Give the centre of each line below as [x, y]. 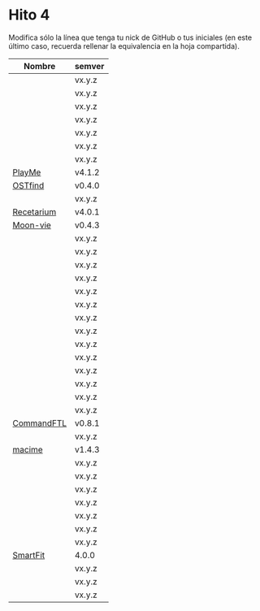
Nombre [40, 66]
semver [89, 66]
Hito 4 [29, 15]
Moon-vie [32, 225]
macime [28, 449]
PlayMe [27, 172]
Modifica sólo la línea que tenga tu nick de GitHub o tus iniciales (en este [130, 37]
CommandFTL [40, 422]
